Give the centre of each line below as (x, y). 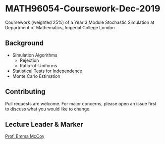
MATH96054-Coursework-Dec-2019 (83, 9)
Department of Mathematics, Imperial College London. (61, 27)
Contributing (25, 92)
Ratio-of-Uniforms (38, 65)
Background (24, 43)
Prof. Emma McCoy (25, 136)
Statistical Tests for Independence (47, 71)
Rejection (29, 60)
